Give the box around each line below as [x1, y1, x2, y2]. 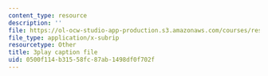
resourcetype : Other [8, 41, 77, 49]
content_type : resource [8, 11, 88, 20]
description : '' [8, 19, 62, 27]
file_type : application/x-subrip [8, 33, 120, 42]
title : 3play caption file [8, 48, 98, 56]
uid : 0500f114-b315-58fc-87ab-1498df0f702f [8, 56, 156, 64]
